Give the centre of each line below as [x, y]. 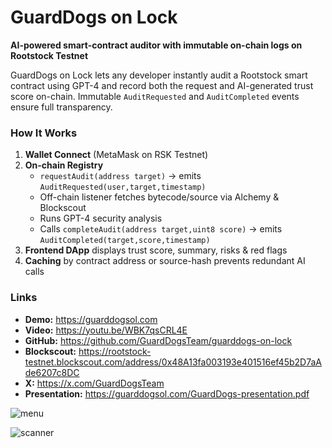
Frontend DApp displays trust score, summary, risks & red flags [156, 250]
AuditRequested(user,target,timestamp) [123, 187]
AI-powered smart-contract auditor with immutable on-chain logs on [156, 45]
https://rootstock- [115, 351]
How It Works [44, 133]
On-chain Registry [64, 165]
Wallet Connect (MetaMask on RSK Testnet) [116, 155]
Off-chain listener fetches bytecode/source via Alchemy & [159, 197]
